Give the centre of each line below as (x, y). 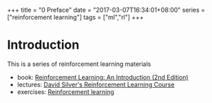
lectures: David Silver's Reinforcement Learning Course (96, 84)
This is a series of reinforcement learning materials (79, 64)
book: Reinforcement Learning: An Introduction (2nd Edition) (103, 77)
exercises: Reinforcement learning (66, 91)
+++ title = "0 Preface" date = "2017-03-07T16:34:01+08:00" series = (106, 10)
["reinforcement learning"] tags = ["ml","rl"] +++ (76, 17)
